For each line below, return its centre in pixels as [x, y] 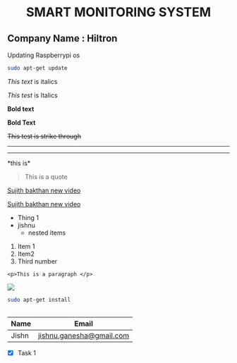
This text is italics [32, 81]
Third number [37, 261]
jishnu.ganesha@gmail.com [84, 336]
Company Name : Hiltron [62, 38]
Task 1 [27, 352]
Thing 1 [28, 217]
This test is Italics [32, 95]
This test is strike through [44, 136]
